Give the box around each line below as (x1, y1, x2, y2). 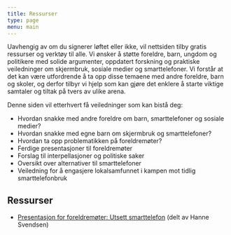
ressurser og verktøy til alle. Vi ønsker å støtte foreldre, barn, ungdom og (7, 50, 217, 58)
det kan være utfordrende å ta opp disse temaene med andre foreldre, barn (7, 72, 224, 81)
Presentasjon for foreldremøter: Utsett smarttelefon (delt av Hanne (17, 213, 209, 222)
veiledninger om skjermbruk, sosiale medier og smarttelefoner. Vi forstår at (7, 65, 224, 74)
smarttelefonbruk (17, 174, 68, 182)
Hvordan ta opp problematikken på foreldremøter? (17, 137, 162, 145)
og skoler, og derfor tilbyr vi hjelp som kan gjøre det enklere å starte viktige (7, 80, 224, 88)
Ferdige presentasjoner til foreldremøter (17, 145, 133, 153)
